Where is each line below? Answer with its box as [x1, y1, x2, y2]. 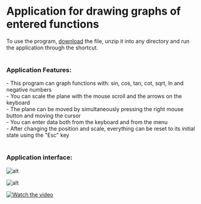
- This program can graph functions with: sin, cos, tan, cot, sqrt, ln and [6, 79, 184, 87]
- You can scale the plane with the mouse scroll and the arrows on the [6, 93, 182, 100]
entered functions [6, 17, 99, 31]
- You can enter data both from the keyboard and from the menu [6, 118, 168, 126]
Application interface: [6, 153, 73, 162]
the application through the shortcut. [6, 44, 99, 51]
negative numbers [6, 86, 52, 93]
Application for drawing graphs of [6, 4, 181, 18]
